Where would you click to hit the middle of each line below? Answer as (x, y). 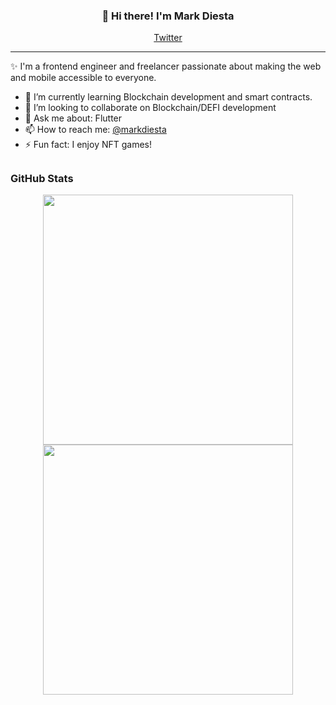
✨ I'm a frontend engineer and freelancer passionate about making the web (166, 66)
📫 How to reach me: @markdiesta (95, 130)
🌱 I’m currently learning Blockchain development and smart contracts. (168, 97)
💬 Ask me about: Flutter (73, 118)
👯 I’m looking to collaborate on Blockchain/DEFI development (150, 108)
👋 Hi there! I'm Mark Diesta (168, 16)
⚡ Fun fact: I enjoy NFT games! (88, 145)
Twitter (168, 38)
